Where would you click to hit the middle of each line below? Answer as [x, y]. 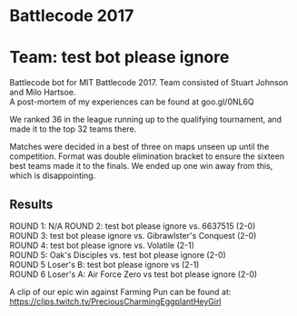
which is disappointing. [53, 176]
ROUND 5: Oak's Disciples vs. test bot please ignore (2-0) [118, 254]
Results [31, 204]
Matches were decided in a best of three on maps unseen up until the [139, 147]
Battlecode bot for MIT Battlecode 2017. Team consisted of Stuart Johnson [149, 83]
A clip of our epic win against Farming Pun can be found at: [120, 291]
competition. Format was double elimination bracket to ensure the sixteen [147, 156]
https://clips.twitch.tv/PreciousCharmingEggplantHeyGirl [115, 301]
